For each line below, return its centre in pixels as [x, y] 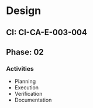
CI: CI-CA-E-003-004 [47, 32]
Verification [28, 94]
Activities [20, 68]
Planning [25, 81]
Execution [27, 88]
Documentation [33, 100]
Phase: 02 [25, 52]
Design [24, 11]
